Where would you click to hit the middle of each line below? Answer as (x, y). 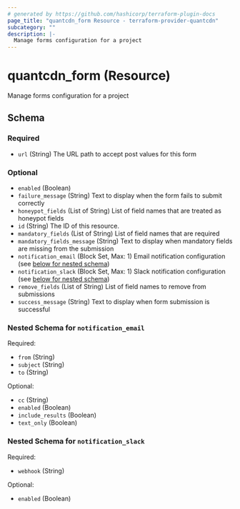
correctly (31, 203)
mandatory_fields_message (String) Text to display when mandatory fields (125, 241)
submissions (36, 294)
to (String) (33, 373)
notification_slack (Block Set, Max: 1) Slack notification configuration (122, 271)
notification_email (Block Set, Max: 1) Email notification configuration (121, 256)
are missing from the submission (66, 249)
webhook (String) (41, 470)
